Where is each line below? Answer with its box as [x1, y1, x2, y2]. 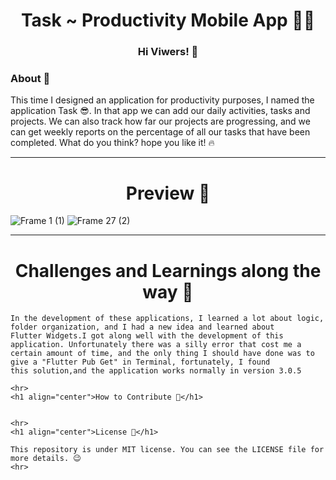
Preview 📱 [125, 182, 211, 204]
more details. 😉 [10, 454, 82, 464]
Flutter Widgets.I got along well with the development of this [10, 331, 284, 341]
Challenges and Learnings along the [14, 259, 322, 282]
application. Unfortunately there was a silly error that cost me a [10, 340, 302, 350]
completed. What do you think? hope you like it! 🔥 [10, 137, 215, 149]
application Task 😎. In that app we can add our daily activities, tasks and [10, 105, 311, 117]
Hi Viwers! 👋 [137, 45, 199, 59]
